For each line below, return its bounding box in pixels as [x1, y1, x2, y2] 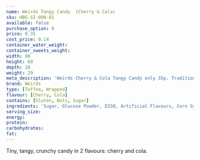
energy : [6, 114, 26, 120]
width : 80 [6, 53, 31, 59]
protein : [6, 120, 28, 126]
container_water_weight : [6, 42, 68, 48]
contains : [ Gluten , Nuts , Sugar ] [6, 97, 89, 103]
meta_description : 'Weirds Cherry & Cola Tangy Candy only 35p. [6, 75, 169, 81]
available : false [6, 20, 49, 26]
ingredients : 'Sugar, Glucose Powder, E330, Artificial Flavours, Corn [6, 103, 187, 109]
